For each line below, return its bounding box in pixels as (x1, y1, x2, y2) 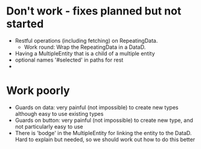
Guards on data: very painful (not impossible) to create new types (14, 104, 179, 111)
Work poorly (6, 84, 71, 98)
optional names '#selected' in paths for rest (14, 56, 124, 63)
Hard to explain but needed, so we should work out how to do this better (14, 136, 195, 143)
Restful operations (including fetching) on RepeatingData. (14, 37, 158, 44)
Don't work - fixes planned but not (6, 4, 182, 18)
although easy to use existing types (14, 110, 104, 117)
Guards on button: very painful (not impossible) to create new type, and (14, 116, 193, 124)
